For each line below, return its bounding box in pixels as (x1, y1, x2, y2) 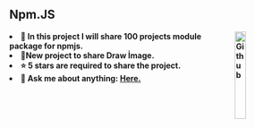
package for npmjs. (9, 40, 83, 51)
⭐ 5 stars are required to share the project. (21, 60, 182, 71)
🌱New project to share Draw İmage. (21, 49, 155, 61)
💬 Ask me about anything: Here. (21, 73, 141, 83)
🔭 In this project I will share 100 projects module (21, 30, 202, 41)
